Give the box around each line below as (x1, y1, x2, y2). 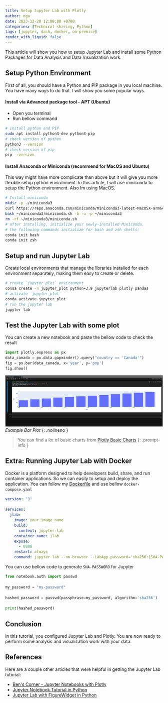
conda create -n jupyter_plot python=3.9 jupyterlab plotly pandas (5, 286, 149, 291)
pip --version (5, 152, 35, 158)
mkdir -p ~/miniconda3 (5, 201, 52, 206)
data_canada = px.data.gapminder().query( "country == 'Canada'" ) (5, 356, 144, 361)
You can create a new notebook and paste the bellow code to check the (5, 334, 153, 340)
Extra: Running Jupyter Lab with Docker (5, 457, 132, 465)
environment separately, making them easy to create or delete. (5, 270, 134, 276)
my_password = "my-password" (5, 584, 66, 590)
